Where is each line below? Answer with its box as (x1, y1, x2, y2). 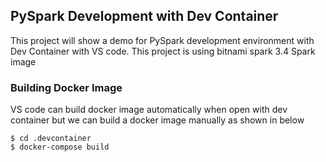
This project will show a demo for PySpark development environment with (10, 34, 315, 46)
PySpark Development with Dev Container (10, 8, 279, 25)
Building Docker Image (10, 80, 123, 94)
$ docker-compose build (10, 142, 110, 153)
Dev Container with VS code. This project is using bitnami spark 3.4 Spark (10, 45, 316, 57)
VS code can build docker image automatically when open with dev (10, 104, 288, 116)
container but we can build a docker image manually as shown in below (10, 114, 305, 126)
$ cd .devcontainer (10, 134, 92, 144)
